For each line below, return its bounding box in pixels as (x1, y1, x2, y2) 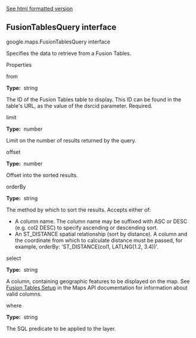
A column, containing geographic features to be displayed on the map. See (6, 277, 190, 285)
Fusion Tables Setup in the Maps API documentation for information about (6, 284, 188, 291)
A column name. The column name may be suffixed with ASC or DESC (14, 218, 188, 225)
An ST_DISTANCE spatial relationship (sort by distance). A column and (14, 230, 188, 237)
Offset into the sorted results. (6, 171, 79, 178)
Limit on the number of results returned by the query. (6, 137, 136, 144)
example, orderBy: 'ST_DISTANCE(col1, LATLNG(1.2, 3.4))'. (14, 243, 159, 250)
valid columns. (6, 290, 42, 297)
